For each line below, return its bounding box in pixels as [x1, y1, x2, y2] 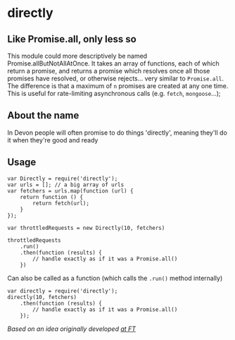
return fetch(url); [32, 200, 90, 207]
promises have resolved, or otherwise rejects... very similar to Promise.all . [7, 74, 224, 83]
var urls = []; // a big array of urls [7, 181, 125, 188]
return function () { [20, 193, 83, 200]
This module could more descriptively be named [7, 51, 148, 60]
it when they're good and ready [7, 135, 99, 144]
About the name [7, 109, 80, 121]
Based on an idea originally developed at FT [7, 324, 136, 333]
